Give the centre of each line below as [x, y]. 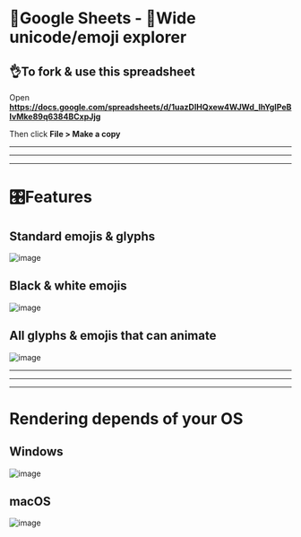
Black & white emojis [68, 286]
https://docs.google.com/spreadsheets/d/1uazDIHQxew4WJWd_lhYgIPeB [150, 107]
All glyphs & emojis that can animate [113, 336]
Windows [36, 452]
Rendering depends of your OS [126, 418]
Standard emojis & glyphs [82, 236]
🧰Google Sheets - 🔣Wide [103, 18]
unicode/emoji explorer [98, 37]
